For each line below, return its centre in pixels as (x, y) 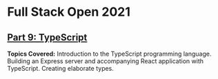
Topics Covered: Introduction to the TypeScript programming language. (109, 54)
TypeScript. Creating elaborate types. (60, 68)
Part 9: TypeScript (47, 37)
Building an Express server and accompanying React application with (105, 61)
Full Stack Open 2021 (69, 12)
